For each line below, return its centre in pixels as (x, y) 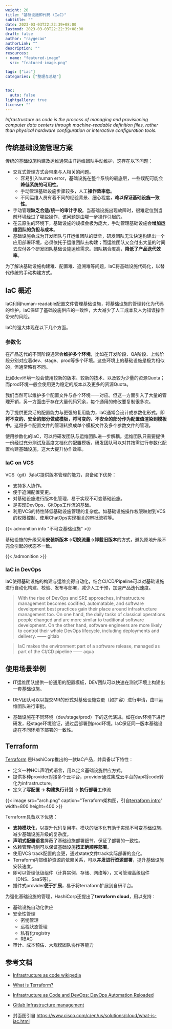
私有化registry (35, 933)
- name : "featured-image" (33, 58)
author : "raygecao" (26, 39)
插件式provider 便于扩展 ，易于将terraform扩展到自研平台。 (74, 885)
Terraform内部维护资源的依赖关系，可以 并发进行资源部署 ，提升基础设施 (88, 860)
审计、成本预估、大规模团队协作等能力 (53, 945)
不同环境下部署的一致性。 (49, 730)
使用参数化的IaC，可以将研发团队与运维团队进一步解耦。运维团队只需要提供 (85, 436)
